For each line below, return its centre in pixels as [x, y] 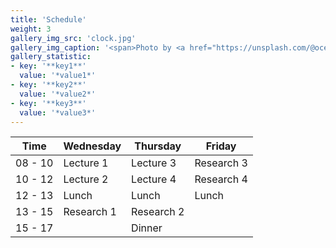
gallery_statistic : [51, 57]
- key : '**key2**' [48, 85]
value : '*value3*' [58, 112]
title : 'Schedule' [48, 19]
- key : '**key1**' [48, 66]
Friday [221, 146]
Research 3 [221, 163]
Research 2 [158, 212]
